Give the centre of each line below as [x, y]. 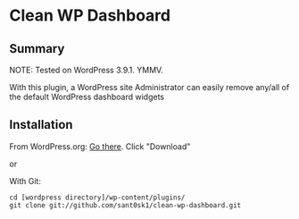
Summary [37, 49]
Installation [41, 125]
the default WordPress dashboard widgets [87, 97]
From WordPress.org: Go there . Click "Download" [100, 146]
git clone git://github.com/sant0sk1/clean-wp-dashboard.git [125, 205]
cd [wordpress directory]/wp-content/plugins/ [97, 198]
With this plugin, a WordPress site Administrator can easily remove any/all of [149, 87]
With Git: [25, 181]
